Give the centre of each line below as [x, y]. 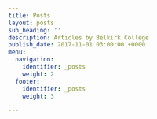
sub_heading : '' [35, 30]
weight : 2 [38, 74]
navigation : [35, 60]
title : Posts [29, 15]
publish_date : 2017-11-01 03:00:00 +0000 [77, 45]
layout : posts [31, 23]
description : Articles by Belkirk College [78, 37]
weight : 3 [38, 96]
